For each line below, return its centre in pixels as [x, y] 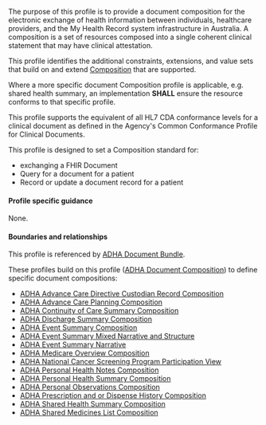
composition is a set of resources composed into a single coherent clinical [130, 37]
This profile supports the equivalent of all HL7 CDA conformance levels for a [133, 117]
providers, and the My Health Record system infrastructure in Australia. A [129, 28]
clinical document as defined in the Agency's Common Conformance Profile [133, 126]
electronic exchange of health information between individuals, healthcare [130, 20]
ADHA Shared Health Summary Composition [92, 404]
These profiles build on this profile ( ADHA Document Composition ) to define [133, 270]
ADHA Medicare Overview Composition [84, 353]
